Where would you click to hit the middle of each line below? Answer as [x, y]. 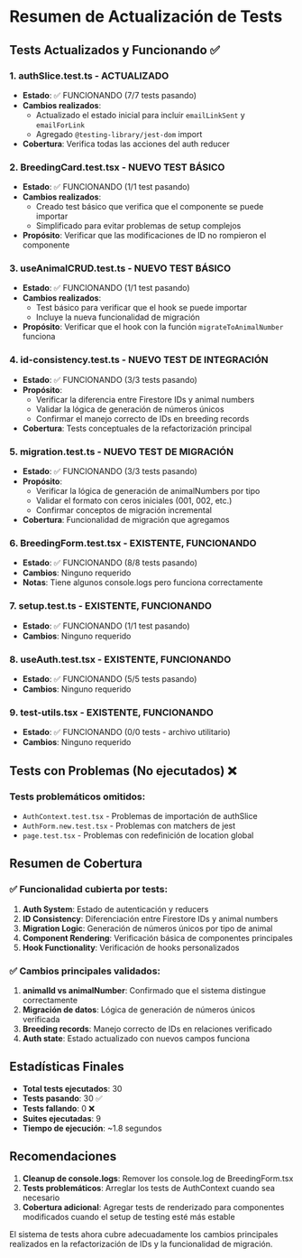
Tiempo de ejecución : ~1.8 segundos [92, 1128]
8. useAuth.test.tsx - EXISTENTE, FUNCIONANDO [120, 659]
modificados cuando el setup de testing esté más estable [129, 1216]
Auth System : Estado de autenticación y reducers [115, 909]
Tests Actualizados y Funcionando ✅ [115, 50]
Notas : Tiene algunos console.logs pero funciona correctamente [142, 582]
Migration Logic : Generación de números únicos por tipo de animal [147, 928]
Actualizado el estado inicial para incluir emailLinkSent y [140, 115]
